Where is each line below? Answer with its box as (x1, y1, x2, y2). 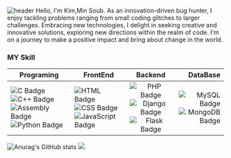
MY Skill (7, 52, 36, 62)
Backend (136, 70, 166, 80)
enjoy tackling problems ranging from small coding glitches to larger (7, 14, 201, 22)
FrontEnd (83, 70, 115, 80)
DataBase (188, 70, 221, 80)
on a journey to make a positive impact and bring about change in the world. (7, 36, 223, 44)
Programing (19, 70, 59, 80)
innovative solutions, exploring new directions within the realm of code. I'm (7, 28, 219, 36)
